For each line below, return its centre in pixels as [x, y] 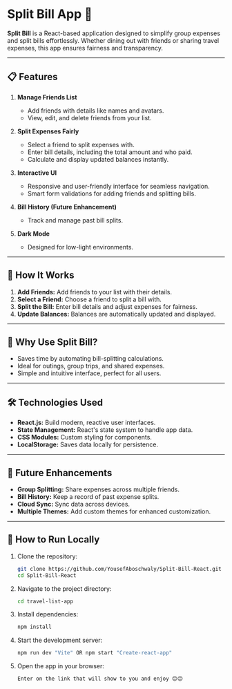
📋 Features [32, 77]
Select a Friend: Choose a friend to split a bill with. [89, 299]
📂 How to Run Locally [54, 539]
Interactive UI [37, 173]
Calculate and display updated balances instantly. [98, 159]
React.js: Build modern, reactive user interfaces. [86, 423]
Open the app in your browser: [61, 666]
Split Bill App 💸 [50, 14]
